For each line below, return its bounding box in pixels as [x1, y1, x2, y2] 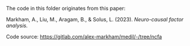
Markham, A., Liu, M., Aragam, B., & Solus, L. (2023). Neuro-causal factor [6, 16, 184, 22]
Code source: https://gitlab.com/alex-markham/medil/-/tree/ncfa [6, 33, 163, 40]
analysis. [6, 22, 28, 29]
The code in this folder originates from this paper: [6, 5, 126, 11]
